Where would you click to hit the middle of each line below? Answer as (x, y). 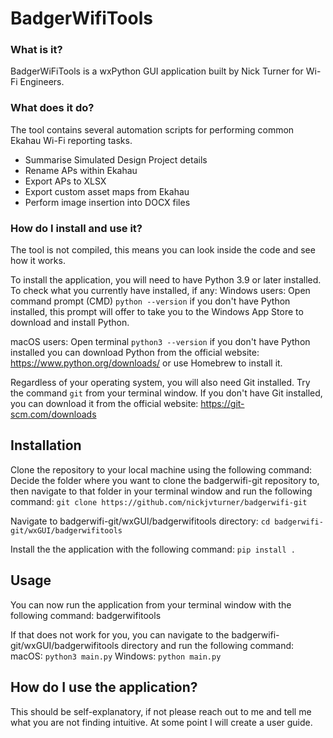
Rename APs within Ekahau (81, 170)
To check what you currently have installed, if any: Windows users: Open (160, 291)
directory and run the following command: (208, 645)
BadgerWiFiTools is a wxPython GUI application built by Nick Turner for (157, 71)
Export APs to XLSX (65, 181)
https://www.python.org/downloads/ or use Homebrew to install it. (146, 363)
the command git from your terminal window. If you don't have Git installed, (166, 393)
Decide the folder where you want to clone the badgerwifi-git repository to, (165, 480)
